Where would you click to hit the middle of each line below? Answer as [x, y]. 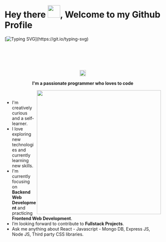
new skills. [23, 166]
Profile [19, 25]
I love [17, 128]
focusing [21, 181]
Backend [21, 192]
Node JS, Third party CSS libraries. [48, 234]
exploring [22, 134]
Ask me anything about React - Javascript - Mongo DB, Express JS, [81, 229]
